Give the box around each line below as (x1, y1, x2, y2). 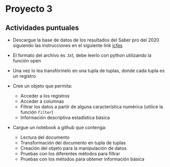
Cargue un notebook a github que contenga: (12, 125, 107, 130)
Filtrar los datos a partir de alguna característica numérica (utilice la (20, 104, 163, 110)
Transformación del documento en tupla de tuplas (20, 140, 126, 146)
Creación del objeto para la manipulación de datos (20, 145, 127, 151)
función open (12, 58, 41, 64)
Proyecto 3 (5, 3, 53, 15)
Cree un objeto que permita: (12, 83, 73, 89)
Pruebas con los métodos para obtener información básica (20, 156, 145, 162)
